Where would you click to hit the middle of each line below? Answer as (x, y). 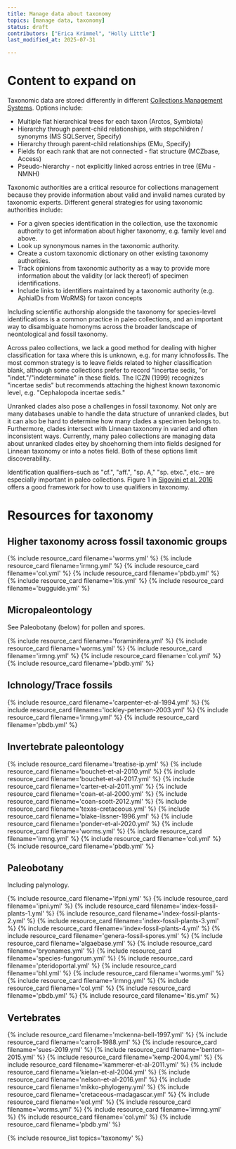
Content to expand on (72, 81)
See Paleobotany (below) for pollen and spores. (76, 627)
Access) (29, 159)
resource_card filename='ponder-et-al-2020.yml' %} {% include (100, 823)
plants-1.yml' (26, 913)
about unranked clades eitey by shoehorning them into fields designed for (114, 444)
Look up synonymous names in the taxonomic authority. (99, 246)
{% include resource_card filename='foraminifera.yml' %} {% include (107, 641)
